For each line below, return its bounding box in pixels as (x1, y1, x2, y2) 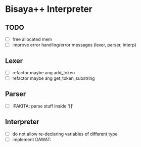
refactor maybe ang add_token (12, 69, 75, 75)
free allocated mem (12, 36, 52, 42)
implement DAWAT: (12, 136, 52, 142)
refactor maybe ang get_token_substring (12, 75, 95, 81)
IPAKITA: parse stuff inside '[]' (12, 103, 74, 109)
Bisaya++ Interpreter (5, 3, 93, 15)
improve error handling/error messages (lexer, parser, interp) (12, 42, 137, 48)
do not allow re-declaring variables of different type (12, 131, 118, 137)
